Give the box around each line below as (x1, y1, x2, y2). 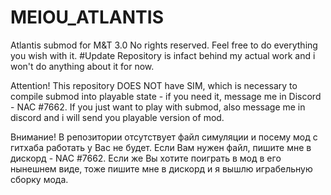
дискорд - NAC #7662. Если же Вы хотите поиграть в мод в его (10, 152, 282, 164)
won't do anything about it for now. (10, 60, 155, 72)
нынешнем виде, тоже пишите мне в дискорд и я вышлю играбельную (10, 162, 313, 175)
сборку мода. (10, 173, 69, 185)
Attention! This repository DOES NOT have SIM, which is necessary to (10, 79, 298, 91)
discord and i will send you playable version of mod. (10, 111, 225, 123)
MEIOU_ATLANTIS (10, 6, 164, 29)
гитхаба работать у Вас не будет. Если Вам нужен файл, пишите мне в (10, 141, 312, 153)
